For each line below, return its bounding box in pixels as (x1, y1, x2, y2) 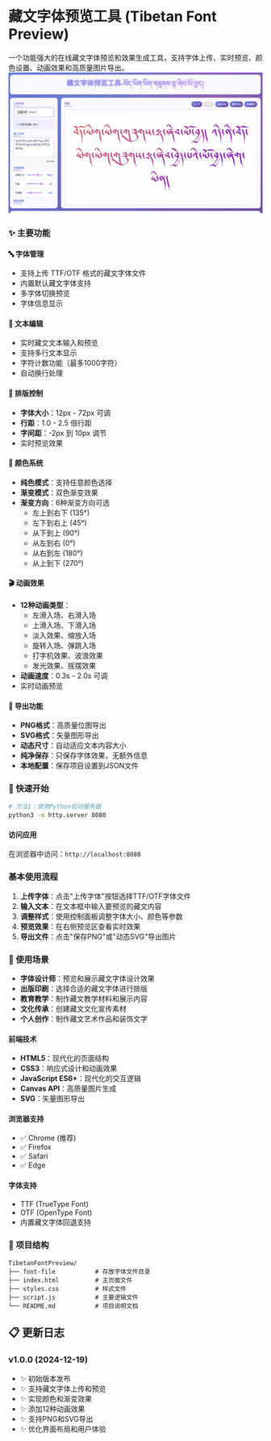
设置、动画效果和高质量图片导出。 (15, 62, 129, 73)
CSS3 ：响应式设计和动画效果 (19, 1063, 118, 1074)
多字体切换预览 (19, 288, 70, 299)
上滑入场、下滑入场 (31, 620, 97, 630)
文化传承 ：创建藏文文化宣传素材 (19, 1003, 127, 1013)
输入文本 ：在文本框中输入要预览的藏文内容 (19, 901, 162, 911)
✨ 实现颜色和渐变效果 (19, 1393, 93, 1403)
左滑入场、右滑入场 (31, 610, 97, 620)
